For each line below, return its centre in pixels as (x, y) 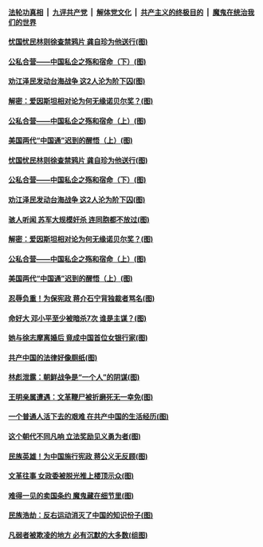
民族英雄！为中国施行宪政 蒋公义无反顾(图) (78, 456)
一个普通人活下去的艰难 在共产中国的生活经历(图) (88, 417)
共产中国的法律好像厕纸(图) (53, 357)
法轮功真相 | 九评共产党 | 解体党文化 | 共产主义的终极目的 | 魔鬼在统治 (128, 12)
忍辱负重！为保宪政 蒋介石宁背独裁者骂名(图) (82, 298)
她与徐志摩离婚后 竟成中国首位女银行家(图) (78, 338)
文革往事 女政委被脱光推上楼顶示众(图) (71, 476)
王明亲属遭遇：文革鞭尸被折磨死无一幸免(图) (81, 397)
